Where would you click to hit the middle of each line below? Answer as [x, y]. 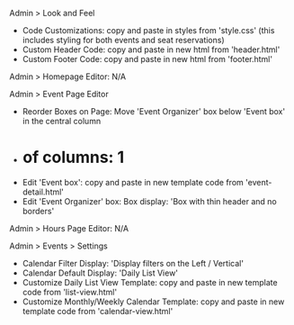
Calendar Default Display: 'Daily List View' [100, 273]
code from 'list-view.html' [70, 292]
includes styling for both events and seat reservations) [123, 40]
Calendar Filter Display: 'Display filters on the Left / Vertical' [133, 263]
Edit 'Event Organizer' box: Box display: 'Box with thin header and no [149, 201]
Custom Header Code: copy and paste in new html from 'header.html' [151, 50]
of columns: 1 [73, 158]
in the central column [62, 121]
